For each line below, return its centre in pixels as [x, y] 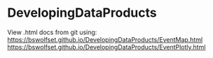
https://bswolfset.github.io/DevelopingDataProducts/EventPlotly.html [106, 47]
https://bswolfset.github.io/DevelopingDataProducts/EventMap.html [105, 39]
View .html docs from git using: [52, 32]
